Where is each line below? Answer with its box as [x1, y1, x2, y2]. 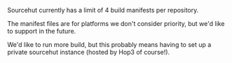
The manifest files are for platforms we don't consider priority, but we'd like [7, 20, 225, 27]
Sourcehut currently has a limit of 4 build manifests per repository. [7, 6, 199, 14]
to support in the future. [7, 27, 76, 35]
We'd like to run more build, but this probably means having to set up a [7, 41, 212, 48]
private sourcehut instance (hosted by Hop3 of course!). [7, 48, 170, 56]
